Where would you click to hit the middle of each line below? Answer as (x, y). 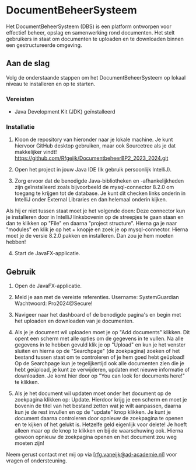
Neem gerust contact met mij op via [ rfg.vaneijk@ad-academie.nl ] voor (92, 455)
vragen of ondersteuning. (36, 461)
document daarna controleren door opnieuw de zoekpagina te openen (99, 418)
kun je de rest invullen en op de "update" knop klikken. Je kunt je (92, 412)
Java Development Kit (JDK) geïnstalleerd (65, 112)
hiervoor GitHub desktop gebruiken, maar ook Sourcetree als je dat (95, 146)
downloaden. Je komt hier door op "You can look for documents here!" (99, 376)
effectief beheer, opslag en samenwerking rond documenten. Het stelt (90, 32)
